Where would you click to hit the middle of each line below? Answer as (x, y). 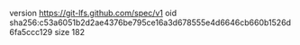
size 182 (70, 32)
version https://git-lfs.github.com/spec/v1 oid (93, 13)
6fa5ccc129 (31, 32)
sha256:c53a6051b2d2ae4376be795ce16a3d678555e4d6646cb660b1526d (150, 22)
